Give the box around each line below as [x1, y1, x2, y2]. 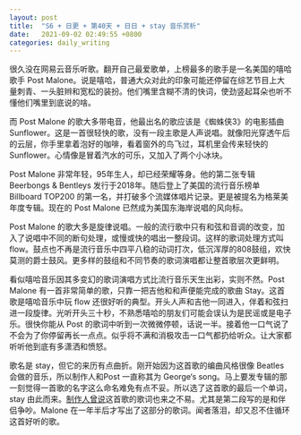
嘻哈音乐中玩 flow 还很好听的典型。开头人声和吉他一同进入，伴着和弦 [24, 296, 281, 307]
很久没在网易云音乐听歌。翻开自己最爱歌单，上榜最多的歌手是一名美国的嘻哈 [9, 64, 292, 74]
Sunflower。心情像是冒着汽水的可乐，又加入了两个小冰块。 [9, 149, 228, 161]
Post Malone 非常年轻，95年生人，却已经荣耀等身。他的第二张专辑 [9, 169, 255, 180]
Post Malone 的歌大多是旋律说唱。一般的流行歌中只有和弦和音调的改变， [9, 221, 278, 233]
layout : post [9, 13, 58, 22]
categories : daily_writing [9, 38, 110, 47]
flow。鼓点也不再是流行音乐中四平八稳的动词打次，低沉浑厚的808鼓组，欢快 [9, 243, 291, 255]
